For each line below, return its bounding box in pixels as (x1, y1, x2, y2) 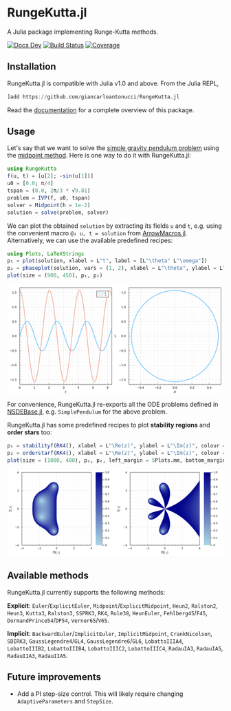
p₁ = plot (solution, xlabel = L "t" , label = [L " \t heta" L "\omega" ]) (7, 257, 208, 264)
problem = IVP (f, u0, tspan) (7, 194, 91, 201)
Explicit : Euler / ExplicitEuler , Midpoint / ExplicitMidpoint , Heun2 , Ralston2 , (7, 601, 219, 610)
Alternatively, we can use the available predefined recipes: (7, 236, 173, 244)
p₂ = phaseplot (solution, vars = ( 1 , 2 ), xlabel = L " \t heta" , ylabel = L (7, 265, 223, 272)
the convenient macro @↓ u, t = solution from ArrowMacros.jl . (7, 229, 188, 237)
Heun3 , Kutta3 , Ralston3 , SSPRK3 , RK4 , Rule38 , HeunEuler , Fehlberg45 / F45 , (7, 608, 208, 617)
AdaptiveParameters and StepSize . (16, 697, 113, 705)
